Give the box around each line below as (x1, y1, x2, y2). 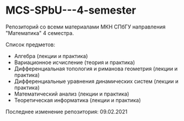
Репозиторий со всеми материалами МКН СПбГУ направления (5, 23, 166, 30)
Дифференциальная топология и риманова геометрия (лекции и (14, 65, 178, 72)
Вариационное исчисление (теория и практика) (14, 59, 135, 66)
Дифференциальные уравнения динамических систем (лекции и (14, 78, 179, 85)
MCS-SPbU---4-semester (5, 4, 137, 17)
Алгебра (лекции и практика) (14, 52, 88, 59)
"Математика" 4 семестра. (5, 29, 75, 36)
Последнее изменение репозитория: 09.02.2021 (5, 108, 128, 115)
